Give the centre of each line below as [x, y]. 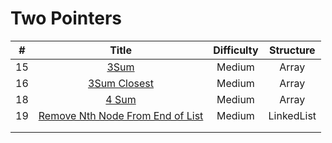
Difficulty [236, 50]
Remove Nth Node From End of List [121, 115]
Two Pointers [66, 18]
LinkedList [292, 115]
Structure [292, 50]
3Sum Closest [121, 83]
